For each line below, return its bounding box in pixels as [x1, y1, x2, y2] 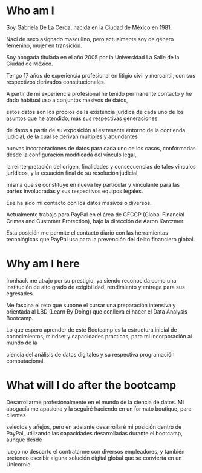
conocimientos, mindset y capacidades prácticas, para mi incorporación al [6, 332, 192, 340]
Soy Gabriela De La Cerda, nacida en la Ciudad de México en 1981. [6, 24, 172, 31]
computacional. [6, 357, 45, 364]
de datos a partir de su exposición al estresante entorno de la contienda [6, 126, 186, 133]
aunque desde [6, 436, 42, 443]
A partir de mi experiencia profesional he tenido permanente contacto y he [6, 90, 192, 97]
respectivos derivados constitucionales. [6, 78, 106, 86]
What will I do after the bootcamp [6, 378, 177, 392]
